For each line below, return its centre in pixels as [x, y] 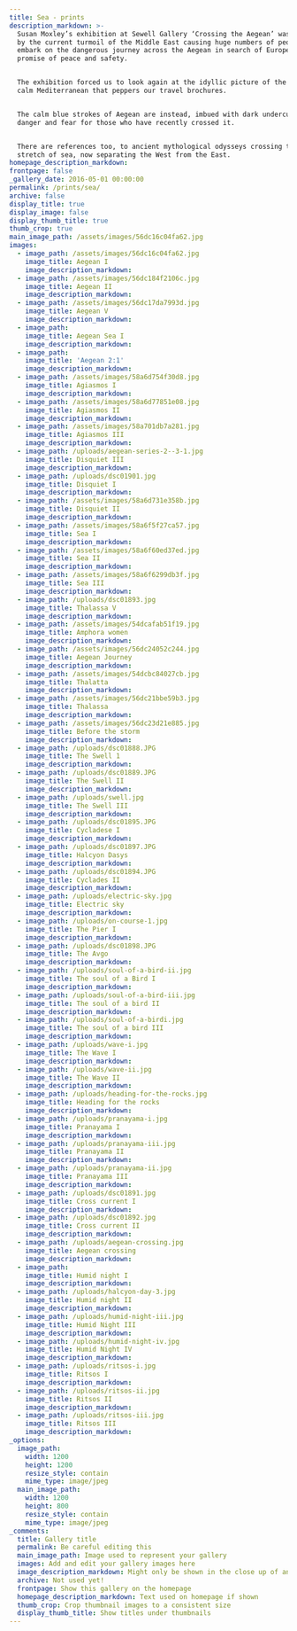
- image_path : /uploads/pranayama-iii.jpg [96, 1143]
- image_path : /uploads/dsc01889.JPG [87, 773]
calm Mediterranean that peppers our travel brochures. [122, 90]
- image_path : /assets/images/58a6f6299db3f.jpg [108, 575]
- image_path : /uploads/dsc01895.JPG [87, 822]
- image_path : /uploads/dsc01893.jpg [87, 599]
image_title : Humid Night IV [79, 1350]
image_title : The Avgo [67, 954]
